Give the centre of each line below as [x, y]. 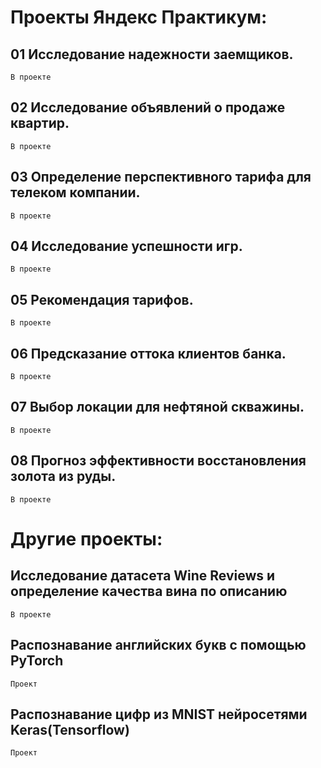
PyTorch [37, 661]
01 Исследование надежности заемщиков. [152, 54]
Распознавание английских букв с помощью [158, 645]
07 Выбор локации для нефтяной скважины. [157, 407]
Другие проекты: [86, 538]
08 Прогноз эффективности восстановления [158, 461]
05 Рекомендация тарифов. [102, 299]
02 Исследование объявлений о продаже [148, 107]
